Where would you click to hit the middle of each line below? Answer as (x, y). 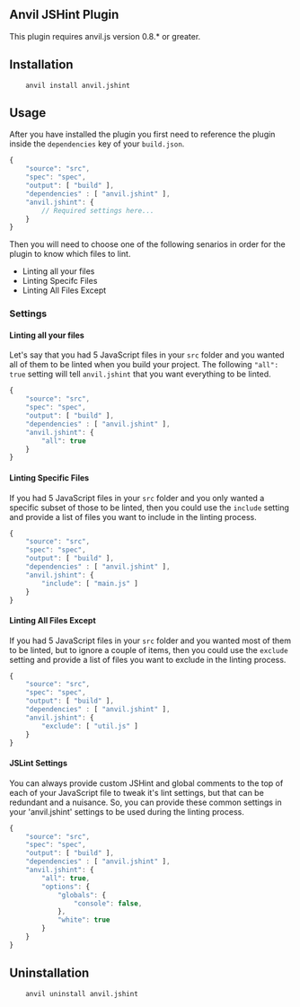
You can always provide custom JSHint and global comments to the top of (146, 783)
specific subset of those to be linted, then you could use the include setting (149, 508)
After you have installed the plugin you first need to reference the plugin (142, 135)
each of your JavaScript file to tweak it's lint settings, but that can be (137, 792)
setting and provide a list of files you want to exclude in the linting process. (148, 659)
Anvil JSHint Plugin (64, 15)
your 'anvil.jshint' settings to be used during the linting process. (127, 811)
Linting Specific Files (49, 477)
